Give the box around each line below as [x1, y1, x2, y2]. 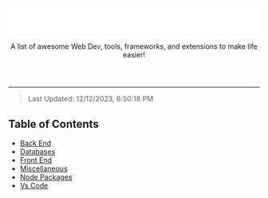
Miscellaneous [19, 164, 68, 173]
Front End [19, 155, 53, 164]
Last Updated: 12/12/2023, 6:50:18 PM [27, 94, 154, 104]
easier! [122, 50, 146, 60]
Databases [19, 146, 56, 156]
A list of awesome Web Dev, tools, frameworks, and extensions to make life [10, 42, 258, 51]
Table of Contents [8, 117, 100, 131]
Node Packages [19, 172, 73, 181]
